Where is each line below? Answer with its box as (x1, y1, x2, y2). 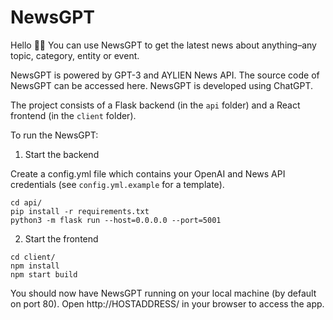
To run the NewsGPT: (10, 129, 99, 141)
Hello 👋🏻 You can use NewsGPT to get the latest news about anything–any (10, 39, 317, 51)
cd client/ (10, 252, 56, 262)
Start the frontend (24, 232, 99, 245)
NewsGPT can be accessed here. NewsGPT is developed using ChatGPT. (10, 79, 314, 91)
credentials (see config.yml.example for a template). (10, 178, 225, 190)
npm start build (10, 269, 78, 280)
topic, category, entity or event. (10, 49, 140, 61)
